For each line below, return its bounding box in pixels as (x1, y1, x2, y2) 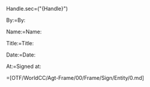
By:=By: (6, 17, 26, 23)
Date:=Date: (6, 51, 36, 58)
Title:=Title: (6, 40, 34, 46)
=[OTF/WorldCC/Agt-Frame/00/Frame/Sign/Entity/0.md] (6, 74, 145, 81)
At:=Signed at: (6, 63, 42, 70)
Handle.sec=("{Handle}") (6, 5, 68, 12)
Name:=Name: (6, 28, 42, 35)
